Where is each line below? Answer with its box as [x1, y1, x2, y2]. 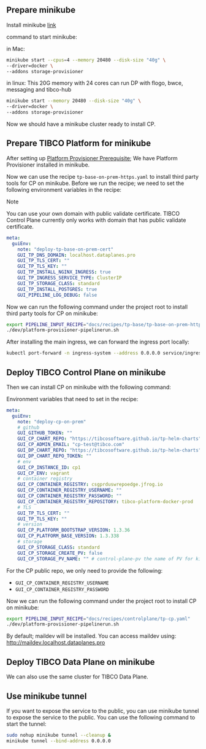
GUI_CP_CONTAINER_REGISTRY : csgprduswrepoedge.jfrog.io [17, 482, 164, 488]
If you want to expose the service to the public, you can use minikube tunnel [6, 707, 199, 715]
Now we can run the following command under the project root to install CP [6, 597, 197, 605]
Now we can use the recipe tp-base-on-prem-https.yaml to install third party [6, 173, 199, 180]
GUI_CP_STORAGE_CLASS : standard [17, 544, 100, 551]
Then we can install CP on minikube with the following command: [6, 383, 172, 391]
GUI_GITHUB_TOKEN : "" [17, 430, 72, 436]
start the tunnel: [6, 720, 47, 727]
